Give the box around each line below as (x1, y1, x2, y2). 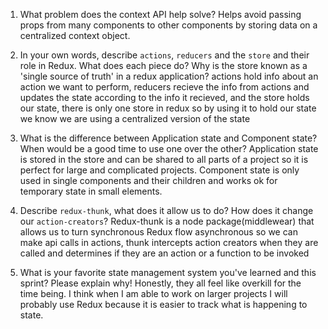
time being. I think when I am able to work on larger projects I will (19, 288, 288, 299)
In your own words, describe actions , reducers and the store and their (19, 49, 310, 61)
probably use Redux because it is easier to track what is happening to (19, 299, 308, 310)
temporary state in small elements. (19, 185, 163, 197)
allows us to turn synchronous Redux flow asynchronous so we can (19, 226, 298, 238)
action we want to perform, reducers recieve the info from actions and (19, 81, 310, 93)
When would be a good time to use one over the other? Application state (19, 143, 319, 154)
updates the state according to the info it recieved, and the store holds (19, 92, 310, 103)
